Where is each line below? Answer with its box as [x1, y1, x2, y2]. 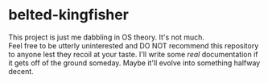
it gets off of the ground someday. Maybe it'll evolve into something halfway [8, 58, 261, 68]
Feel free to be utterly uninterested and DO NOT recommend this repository [8, 40, 259, 50]
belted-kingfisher [8, 6, 129, 24]
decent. [8, 66, 34, 76]
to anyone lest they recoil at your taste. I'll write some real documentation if [8, 49, 258, 59]
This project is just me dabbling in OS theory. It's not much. [8, 32, 205, 42]
